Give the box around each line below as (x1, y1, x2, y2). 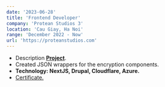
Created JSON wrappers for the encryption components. (15, 61, 159, 68)
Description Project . (15, 55, 66, 61)
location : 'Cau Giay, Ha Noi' (6, 26, 84, 32)
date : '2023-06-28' (6, 9, 56, 15)
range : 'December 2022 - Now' (6, 32, 84, 38)
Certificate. (15, 74, 44, 81)
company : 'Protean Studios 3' (6, 20, 84, 26)
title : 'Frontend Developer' (6, 15, 81, 21)
